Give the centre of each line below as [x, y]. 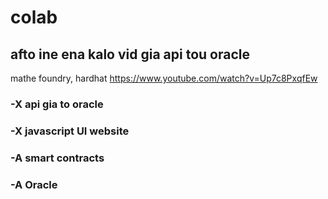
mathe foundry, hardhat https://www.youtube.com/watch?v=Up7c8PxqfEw [164, 78]
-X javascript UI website [70, 131]
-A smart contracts [57, 158]
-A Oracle [34, 184]
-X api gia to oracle [57, 104]
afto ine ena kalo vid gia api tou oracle [130, 54]
